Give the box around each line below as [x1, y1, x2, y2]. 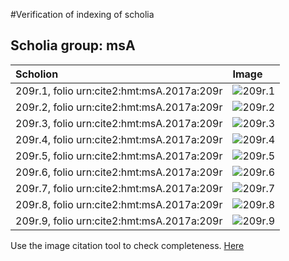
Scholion [15, 67, 59, 81]
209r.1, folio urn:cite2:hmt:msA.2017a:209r [15, 84, 223, 98]
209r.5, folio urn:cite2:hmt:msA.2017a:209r [15, 149, 223, 163]
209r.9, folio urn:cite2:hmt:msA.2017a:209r [15, 214, 223, 228]
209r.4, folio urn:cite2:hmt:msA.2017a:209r [15, 132, 223, 146]
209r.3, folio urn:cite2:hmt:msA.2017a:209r [15, 116, 223, 130]
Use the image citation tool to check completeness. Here [10, 239, 245, 251]
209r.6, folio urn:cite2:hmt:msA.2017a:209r [15, 165, 223, 179]
